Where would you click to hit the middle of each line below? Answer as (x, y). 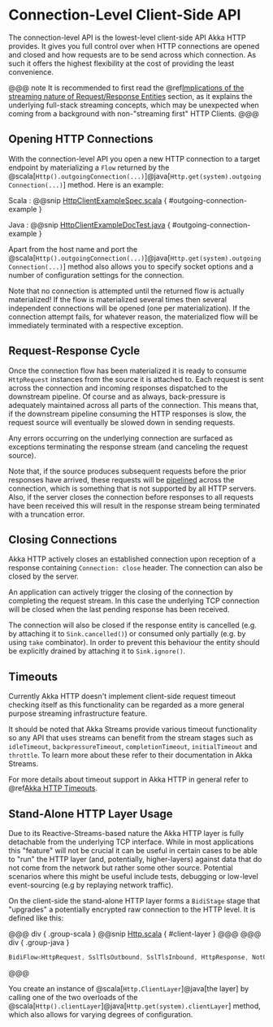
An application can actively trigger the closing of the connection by (121, 592)
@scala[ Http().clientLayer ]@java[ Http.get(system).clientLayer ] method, (135, 1006)
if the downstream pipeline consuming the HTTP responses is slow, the (127, 414)
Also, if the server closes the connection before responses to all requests (131, 496)
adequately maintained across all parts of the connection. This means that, (133, 405)
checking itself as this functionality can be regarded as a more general (126, 705)
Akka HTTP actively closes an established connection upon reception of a (132, 559)
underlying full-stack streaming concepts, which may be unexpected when (134, 105)
